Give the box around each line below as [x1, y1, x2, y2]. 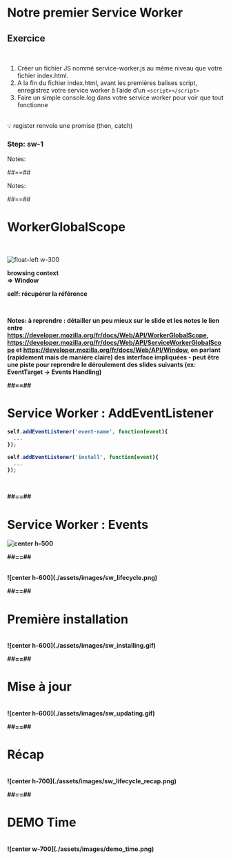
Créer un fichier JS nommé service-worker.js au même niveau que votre [17, 64, 223, 72]
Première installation [7, 611, 129, 627]
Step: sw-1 [7, 139, 43, 149]
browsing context [7, 269, 59, 277]
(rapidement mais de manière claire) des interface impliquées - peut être [7, 353, 219, 362]
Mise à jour [7, 679, 72, 695]
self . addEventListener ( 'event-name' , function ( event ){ [7, 429, 168, 436]
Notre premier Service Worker [7, 5, 183, 21]
